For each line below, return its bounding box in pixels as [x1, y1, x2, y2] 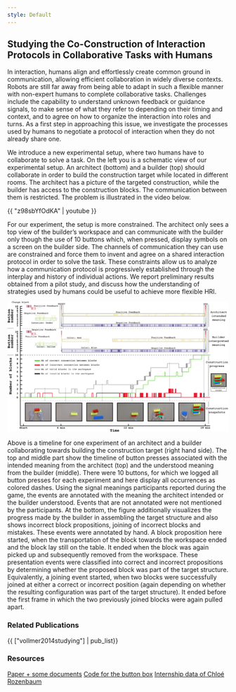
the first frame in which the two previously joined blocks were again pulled [7, 595, 223, 604]
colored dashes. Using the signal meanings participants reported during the [7, 484, 226, 492]
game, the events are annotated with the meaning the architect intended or [7, 491, 224, 500]
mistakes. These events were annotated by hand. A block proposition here [7, 528, 223, 537]
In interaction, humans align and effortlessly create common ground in [7, 67, 211, 76]
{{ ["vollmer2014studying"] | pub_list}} [7, 636, 119, 645]
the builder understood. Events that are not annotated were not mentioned [7, 498, 223, 507]
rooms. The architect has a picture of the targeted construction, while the [7, 178, 220, 187]
